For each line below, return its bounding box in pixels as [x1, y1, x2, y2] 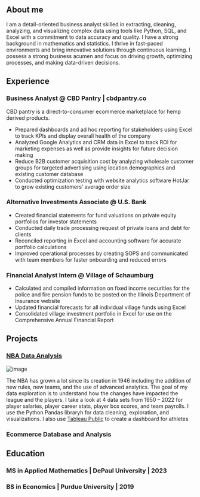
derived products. [6, 114, 50, 122]
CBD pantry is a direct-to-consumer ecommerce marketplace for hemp [6, 108, 181, 115]
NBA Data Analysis [6, 351, 63, 360]
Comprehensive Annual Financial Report [14, 317, 114, 324]
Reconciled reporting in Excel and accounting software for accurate [14, 237, 181, 244]
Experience [6, 76, 50, 86]
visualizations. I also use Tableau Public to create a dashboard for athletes [6, 415, 189, 422]
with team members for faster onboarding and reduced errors [14, 256, 167, 263]
